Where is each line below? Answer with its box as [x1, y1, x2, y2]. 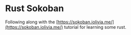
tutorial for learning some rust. [64, 24, 127, 30]
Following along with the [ [5, 19, 58, 25]
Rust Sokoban [5, 3, 64, 14]
